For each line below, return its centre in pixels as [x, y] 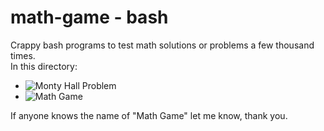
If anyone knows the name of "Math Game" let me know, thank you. [149, 115]
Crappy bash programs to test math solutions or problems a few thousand [162, 45]
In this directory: [44, 66]
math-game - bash [89, 17]
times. [23, 55]
